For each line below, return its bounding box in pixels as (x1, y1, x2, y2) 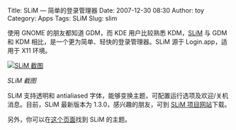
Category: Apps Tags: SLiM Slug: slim (7, 14, 118, 23)
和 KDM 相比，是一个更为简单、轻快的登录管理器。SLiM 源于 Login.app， (7, 37, 222, 46)
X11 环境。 (21, 47, 52, 54)
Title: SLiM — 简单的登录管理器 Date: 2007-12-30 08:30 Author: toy (7, 6, 204, 14)
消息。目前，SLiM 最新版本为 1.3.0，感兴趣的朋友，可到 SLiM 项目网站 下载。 (7, 100, 231, 108)
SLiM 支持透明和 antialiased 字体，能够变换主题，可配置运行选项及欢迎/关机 (7, 91, 229, 100)
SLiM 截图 (7, 76, 37, 85)
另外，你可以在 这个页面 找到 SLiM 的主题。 (7, 115, 131, 124)
